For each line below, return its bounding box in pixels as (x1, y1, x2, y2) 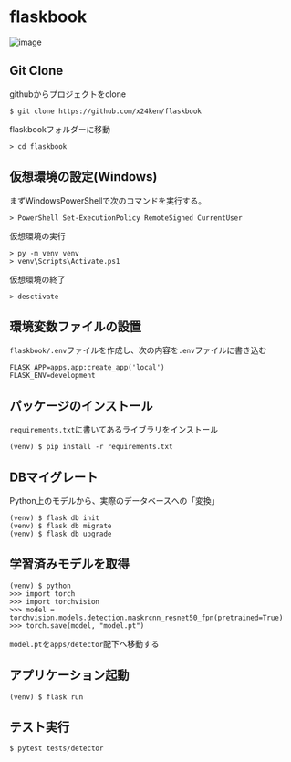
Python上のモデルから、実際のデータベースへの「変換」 (9, 496, 220, 506)
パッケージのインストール (9, 398, 153, 413)
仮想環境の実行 (9, 230, 66, 241)
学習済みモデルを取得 (9, 557, 130, 572)
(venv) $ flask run (9, 692, 84, 702)
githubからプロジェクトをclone (9, 89, 126, 99)
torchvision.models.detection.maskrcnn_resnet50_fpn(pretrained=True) (9, 613, 284, 622)
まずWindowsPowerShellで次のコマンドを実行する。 (9, 194, 207, 206)
